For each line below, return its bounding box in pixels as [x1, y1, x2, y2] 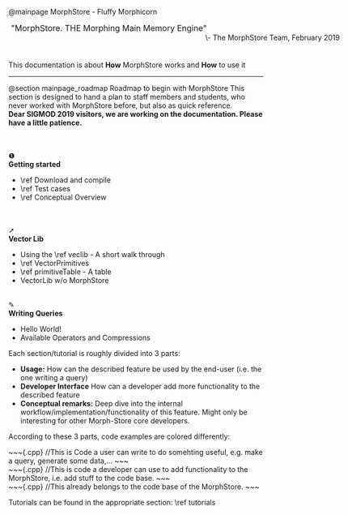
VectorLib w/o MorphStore [19, 276, 109, 285]
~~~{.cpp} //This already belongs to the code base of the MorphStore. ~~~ [8, 482, 260, 491]
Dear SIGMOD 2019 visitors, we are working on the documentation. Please [8, 109, 263, 118]
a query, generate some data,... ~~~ [8, 456, 129, 466]
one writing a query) [19, 373, 88, 382]
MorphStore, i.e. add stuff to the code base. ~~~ [8, 474, 171, 483]
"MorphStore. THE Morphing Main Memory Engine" [11, 23, 207, 33]
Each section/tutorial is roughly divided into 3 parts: [8, 349, 180, 358]
